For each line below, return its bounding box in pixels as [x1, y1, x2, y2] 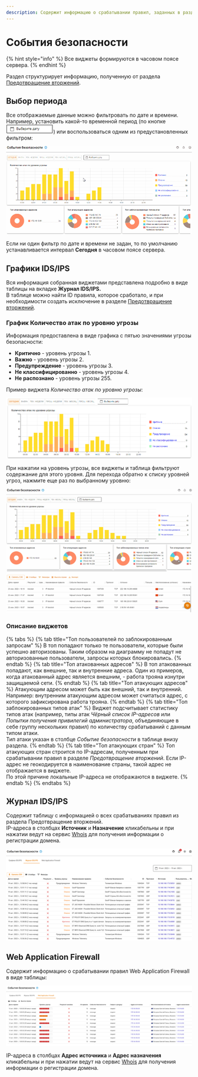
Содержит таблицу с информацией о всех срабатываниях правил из [6, 812, 179, 819]
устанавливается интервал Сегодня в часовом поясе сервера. [6, 246, 166, 253]
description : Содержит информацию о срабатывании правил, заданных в [6, 9, 181, 15]
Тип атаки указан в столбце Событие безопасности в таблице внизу [6, 735, 179, 743]
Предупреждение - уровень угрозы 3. [14, 362, 113, 369]
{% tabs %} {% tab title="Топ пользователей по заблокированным [6, 635, 172, 642]
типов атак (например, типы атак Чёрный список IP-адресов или [6, 710, 171, 718]
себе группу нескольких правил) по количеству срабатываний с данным [6, 723, 191, 730]
